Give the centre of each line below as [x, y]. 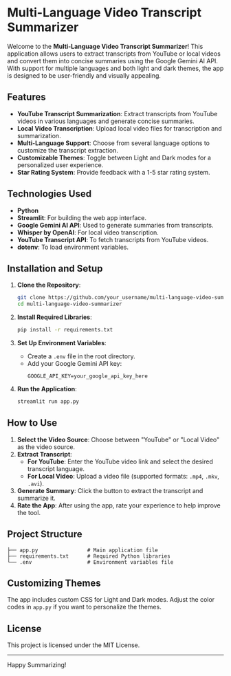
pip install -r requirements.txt [65, 330]
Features [26, 97]
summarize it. [36, 498]
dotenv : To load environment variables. [73, 247]
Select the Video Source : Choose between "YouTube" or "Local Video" [118, 439]
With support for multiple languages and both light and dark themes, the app [115, 68]
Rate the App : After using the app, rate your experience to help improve [119, 505]
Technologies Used [49, 194]
